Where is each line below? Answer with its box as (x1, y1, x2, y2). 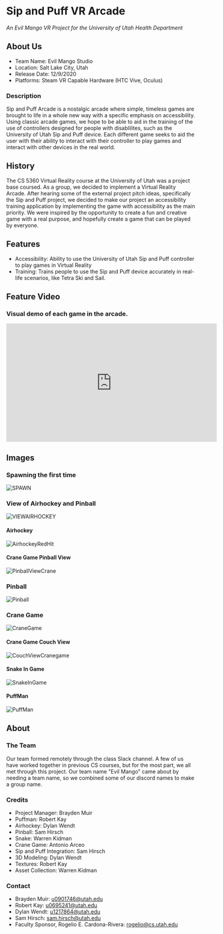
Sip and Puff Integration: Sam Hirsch (14, 847, 106, 855)
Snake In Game (6, 665, 45, 673)
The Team (6, 741, 36, 749)
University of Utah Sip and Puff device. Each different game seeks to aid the (6, 131, 195, 138)
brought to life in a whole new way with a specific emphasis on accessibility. (6, 112, 195, 119)
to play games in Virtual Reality (14, 261, 92, 269)
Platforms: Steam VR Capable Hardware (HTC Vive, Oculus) (14, 76, 163, 84)
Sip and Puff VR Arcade (6, 4, 126, 18)
